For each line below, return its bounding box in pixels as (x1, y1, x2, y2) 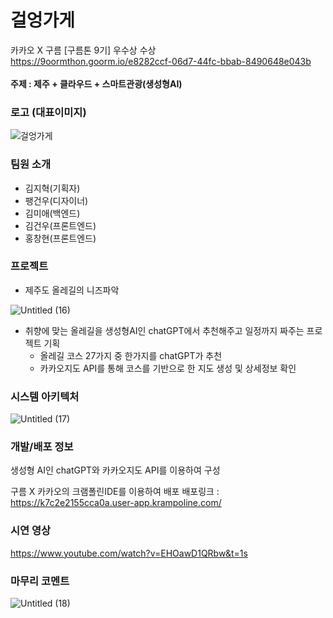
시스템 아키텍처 (10, 389, 80, 403)
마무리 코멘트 (10, 574, 70, 588)
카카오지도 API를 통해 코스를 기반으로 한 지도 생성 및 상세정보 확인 (39, 362, 297, 374)
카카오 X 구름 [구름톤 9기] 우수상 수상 (10, 44, 157, 56)
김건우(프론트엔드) (24, 219, 97, 231)
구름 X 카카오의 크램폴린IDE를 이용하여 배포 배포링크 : (10, 486, 220, 498)
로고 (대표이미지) (10, 105, 87, 119)
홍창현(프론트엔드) (24, 232, 97, 244)
